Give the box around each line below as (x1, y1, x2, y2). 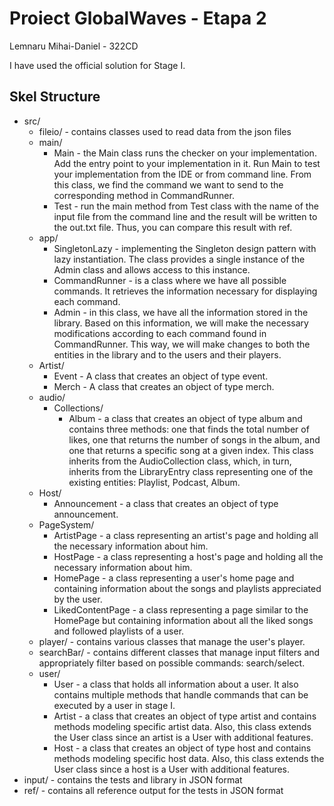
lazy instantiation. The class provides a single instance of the (53, 253, 306, 265)
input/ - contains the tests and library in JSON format (23, 773, 243, 786)
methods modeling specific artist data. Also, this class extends (53, 720, 312, 732)
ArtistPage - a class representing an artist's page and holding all (53, 529, 319, 541)
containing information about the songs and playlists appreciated (53, 582, 322, 594)
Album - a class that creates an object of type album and (68, 412, 303, 424)
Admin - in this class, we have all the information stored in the (53, 306, 309, 318)
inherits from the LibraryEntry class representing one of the (68, 465, 314, 477)
